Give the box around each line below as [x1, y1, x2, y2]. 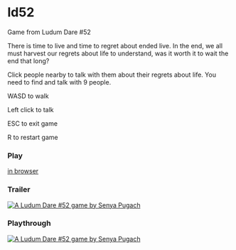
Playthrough [7, 218, 51, 228]
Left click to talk [7, 105, 55, 114]
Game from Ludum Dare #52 [7, 28, 91, 36]
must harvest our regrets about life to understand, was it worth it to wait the [7, 49, 229, 58]
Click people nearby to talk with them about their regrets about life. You [7, 70, 217, 79]
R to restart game [7, 133, 58, 141]
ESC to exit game [7, 119, 58, 128]
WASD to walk [7, 92, 49, 100]
